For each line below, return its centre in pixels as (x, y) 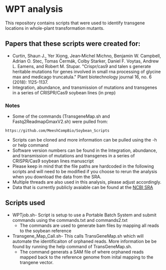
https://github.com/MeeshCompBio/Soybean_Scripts (57, 131)
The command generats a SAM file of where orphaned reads (82, 252)
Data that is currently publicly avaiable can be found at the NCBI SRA (83, 188)
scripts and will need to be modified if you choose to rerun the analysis (85, 172)
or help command (30, 145)
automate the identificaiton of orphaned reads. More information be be (84, 241)
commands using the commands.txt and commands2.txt (70, 220)
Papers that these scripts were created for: (73, 44)
